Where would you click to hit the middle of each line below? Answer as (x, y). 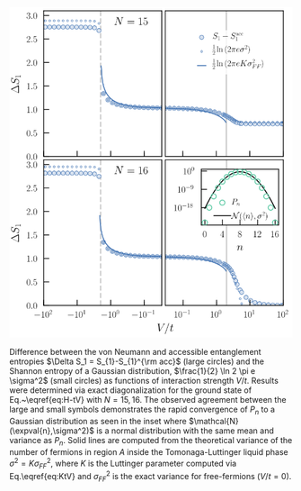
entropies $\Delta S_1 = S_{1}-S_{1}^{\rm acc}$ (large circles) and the (137, 361)
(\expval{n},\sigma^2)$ (52, 431)
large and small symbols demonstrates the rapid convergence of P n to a (142, 410)
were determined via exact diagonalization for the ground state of (131, 390)
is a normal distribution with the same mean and (185, 431)
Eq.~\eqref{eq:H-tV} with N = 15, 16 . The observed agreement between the (148, 400)
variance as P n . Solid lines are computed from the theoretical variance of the (151, 441)
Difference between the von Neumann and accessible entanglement (136, 352)
